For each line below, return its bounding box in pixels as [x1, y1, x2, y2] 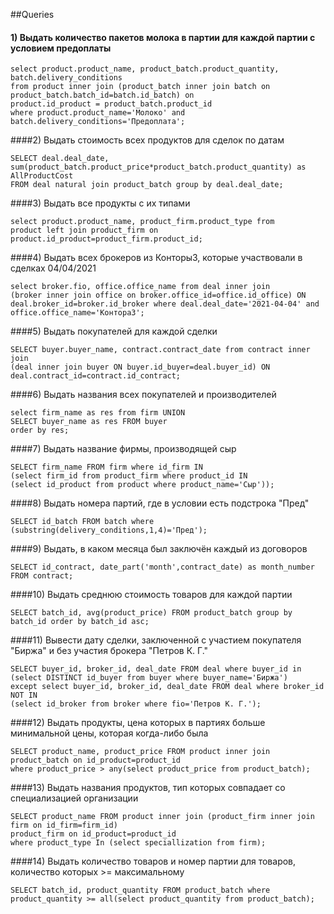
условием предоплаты [10, 42, 112, 54]
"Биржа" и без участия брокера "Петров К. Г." [10, 645, 209, 657]
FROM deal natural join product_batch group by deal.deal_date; [10, 180, 284, 190]
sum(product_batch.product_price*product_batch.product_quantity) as [10, 162, 307, 173]
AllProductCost [10, 171, 74, 181]
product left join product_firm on [10, 225, 159, 236]
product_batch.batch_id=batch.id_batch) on [10, 90, 195, 101]
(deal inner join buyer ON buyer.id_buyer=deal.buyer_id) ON [10, 362, 271, 373]
